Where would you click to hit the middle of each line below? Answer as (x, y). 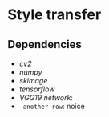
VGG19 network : (46, 97)
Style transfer (54, 15)
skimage (33, 81)
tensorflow (37, 89)
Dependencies (44, 44)
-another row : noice (52, 106)
